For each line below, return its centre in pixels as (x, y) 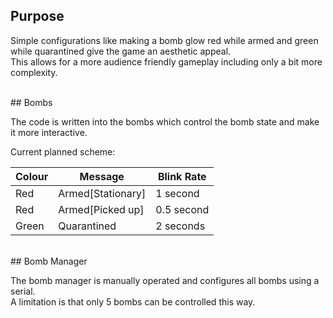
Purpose (37, 16)
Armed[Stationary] (102, 193)
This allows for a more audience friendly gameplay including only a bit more (166, 61)
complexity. (34, 72)
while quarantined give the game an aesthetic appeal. (121, 51)
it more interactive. (49, 132)
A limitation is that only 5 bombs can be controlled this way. (133, 301)
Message (102, 176)
